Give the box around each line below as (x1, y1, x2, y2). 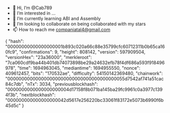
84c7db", (5, 81, 24, 87)
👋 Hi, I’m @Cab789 (12, 5, 52, 11)
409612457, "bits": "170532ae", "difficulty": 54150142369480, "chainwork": (5, 71, 163, 76)
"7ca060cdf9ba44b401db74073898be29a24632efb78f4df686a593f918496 (5, 60, 165, 66)
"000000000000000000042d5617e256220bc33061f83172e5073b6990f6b (5, 97, 164, 103)
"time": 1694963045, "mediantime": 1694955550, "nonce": (17, 65, 141, 71)
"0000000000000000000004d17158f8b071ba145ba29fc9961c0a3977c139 (5, 86, 163, 92)
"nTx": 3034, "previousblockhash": (25, 81, 98, 87)
